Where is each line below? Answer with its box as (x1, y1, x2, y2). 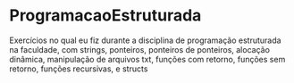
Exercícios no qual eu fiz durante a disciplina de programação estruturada (9, 35, 281, 46)
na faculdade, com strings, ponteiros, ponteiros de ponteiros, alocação (9, 44, 271, 54)
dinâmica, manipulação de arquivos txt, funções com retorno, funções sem (9, 54, 286, 64)
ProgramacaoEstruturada (9, 5, 202, 26)
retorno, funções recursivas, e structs (9, 63, 148, 74)
